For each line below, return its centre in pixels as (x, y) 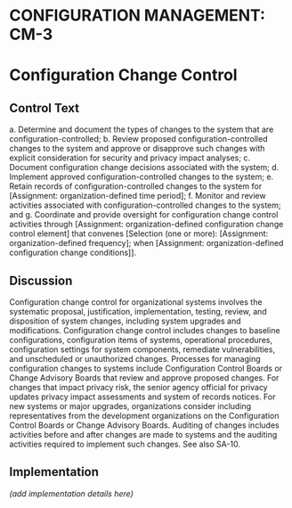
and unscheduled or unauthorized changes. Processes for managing (135, 359)
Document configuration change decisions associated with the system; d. (144, 168)
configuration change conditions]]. (73, 253)
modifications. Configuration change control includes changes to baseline (145, 330)
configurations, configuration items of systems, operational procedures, (141, 340)
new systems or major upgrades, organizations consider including (130, 406)
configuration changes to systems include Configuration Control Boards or (146, 368)
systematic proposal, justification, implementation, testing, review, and (138, 311)
